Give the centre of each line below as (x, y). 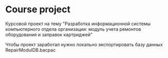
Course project (38, 9)
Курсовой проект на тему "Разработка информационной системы (78, 24)
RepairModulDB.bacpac (31, 50)
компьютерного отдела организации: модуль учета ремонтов (73, 29)
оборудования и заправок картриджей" (49, 34)
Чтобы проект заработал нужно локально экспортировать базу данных (84, 44)
